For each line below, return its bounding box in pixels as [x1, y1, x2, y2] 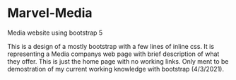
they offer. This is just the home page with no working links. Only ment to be [7, 57, 229, 65]
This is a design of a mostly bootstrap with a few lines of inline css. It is [7, 42, 214, 50]
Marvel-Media [7, 5, 93, 21]
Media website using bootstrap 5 [7, 28, 103, 37]
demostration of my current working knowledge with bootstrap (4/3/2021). [7, 64, 225, 73]
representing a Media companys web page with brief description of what [7, 50, 220, 58]
